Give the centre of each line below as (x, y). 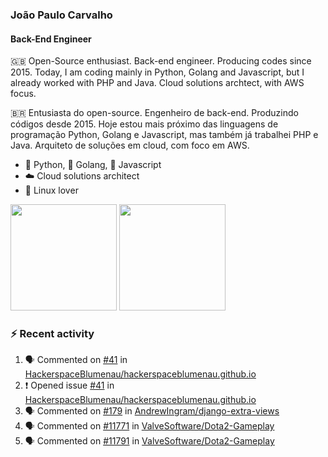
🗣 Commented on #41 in (76, 360)
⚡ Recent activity (52, 334)
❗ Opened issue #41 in (69, 385)
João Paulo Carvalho (61, 15)
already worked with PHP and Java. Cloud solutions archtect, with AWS (157, 83)
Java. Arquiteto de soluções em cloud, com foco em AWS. (130, 145)
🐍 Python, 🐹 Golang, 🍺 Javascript (93, 165)
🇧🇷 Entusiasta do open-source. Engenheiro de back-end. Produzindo (154, 113)
